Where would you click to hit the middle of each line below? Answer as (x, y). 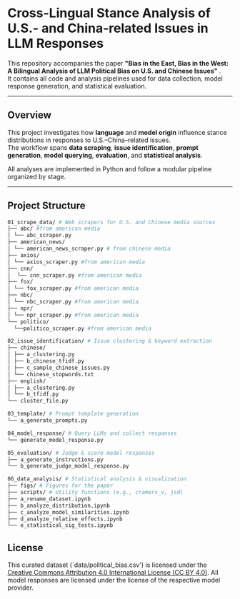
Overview (30, 115)
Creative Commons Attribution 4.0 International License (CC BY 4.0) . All (113, 573)
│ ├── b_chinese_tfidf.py (46, 361)
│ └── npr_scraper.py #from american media (73, 315)
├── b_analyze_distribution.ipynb (59, 505)
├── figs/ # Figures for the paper (60, 486)
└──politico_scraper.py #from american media (83, 328)
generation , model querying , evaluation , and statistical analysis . (105, 155)
